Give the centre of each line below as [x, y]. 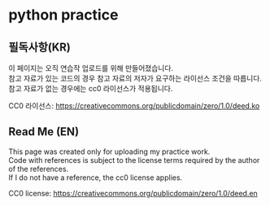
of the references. [39, 169]
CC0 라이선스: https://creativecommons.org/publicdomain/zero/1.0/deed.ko [134, 106]
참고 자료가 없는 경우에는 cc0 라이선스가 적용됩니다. [91, 88]
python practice [63, 15]
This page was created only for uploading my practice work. [109, 151]
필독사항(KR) [40, 47]
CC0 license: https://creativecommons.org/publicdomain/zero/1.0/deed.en [133, 193]
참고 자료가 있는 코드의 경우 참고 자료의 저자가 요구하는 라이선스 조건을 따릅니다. [135, 78]
